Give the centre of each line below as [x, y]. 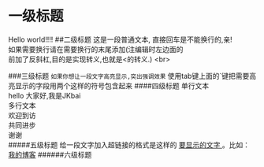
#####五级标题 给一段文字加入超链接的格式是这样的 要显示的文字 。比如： [129, 145]
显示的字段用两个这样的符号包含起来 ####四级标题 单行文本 [112, 85]
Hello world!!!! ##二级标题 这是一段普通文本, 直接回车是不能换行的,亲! [120, 39]
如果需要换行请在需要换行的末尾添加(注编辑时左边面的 [96, 49]
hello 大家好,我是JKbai [45, 95]
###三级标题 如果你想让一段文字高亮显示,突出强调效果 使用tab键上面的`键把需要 [129, 76]
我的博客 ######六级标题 [50, 154]
